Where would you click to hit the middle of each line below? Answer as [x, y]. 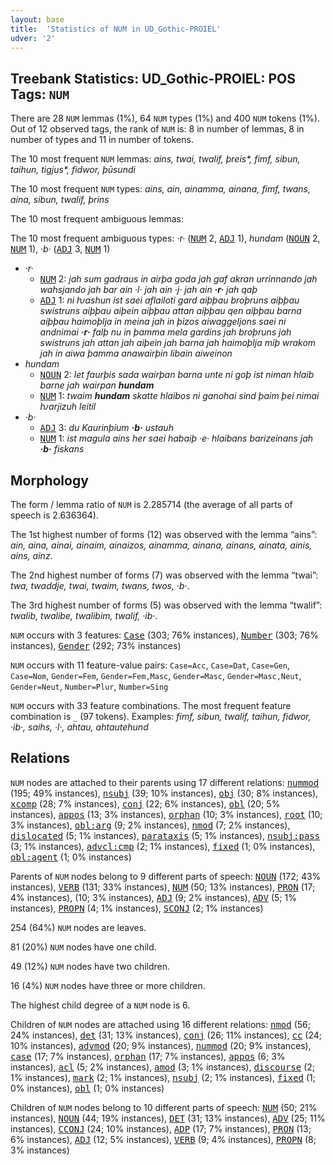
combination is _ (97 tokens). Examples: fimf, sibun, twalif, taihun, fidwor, [161, 716]
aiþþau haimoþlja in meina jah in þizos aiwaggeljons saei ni [163, 322]
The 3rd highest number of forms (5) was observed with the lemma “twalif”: [166, 605]
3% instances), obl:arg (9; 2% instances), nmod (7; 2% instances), [150, 825]
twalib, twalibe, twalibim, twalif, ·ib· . [84, 615]
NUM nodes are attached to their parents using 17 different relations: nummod [165, 782]
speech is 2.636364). [54, 515]
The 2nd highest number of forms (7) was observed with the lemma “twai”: [164, 575]
